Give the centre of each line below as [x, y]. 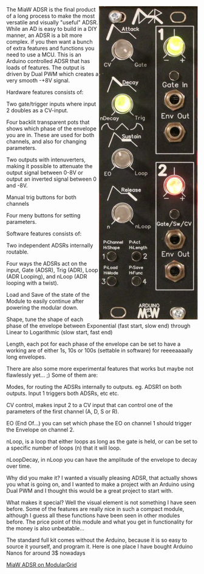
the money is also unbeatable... [46, 528]
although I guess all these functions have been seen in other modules [93, 515]
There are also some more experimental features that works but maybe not [100, 369]
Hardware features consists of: [45, 92]
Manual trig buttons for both [42, 197]
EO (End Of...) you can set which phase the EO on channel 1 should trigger [99, 423]
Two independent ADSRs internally [50, 245]
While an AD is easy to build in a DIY [52, 29]
